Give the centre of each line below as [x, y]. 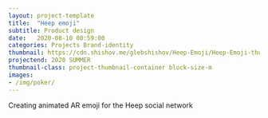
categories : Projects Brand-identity [71, 45]
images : [21, 75]
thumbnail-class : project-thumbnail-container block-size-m [110, 68]
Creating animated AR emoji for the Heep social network [101, 105]
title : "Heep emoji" [44, 23]
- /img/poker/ [32, 82]
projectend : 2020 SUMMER [49, 61]
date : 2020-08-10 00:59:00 [57, 38]
